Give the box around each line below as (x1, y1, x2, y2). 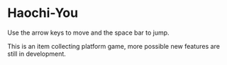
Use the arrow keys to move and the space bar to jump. (7, 28, 170, 37)
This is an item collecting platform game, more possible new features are (7, 42, 220, 50)
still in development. (7, 49, 66, 58)
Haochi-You (7, 5, 79, 21)
